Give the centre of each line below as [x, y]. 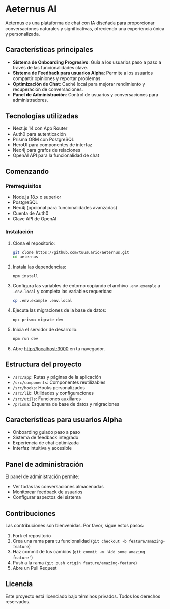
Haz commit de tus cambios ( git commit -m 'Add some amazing [79, 552]
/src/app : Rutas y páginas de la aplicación [57, 377]
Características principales [49, 50]
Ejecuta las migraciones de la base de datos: [60, 310]
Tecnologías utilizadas [42, 116]
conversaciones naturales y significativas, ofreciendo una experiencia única [85, 28]
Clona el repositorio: [34, 243]
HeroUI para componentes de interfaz [52, 144]
